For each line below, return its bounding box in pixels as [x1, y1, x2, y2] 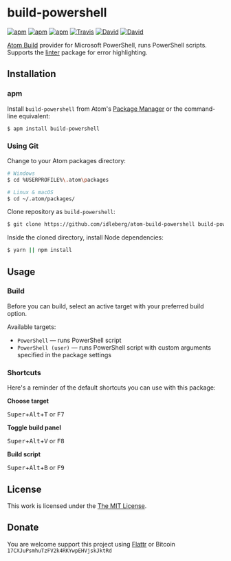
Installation [7, 68, 56, 80]
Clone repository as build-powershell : [7, 208, 115, 216]
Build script [7, 450, 41, 458]
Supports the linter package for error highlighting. [7, 48, 148, 56]
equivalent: [19, 112, 50, 120]
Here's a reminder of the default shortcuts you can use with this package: [7, 383, 216, 392]
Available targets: [7, 322, 56, 331]
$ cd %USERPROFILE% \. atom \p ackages [7, 176, 109, 183]
